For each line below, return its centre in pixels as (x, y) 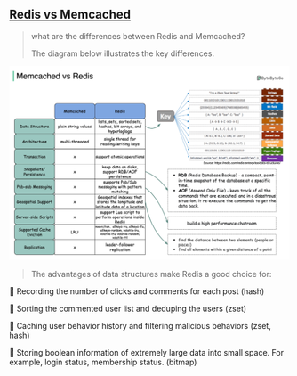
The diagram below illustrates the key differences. (123, 53)
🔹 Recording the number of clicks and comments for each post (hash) (137, 291)
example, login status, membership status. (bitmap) (103, 362)
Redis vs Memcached (70, 15)
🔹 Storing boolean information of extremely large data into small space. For (147, 352)
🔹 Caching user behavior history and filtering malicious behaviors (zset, (140, 325)
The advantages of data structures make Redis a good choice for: (151, 274)
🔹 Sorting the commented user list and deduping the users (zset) (128, 308)
